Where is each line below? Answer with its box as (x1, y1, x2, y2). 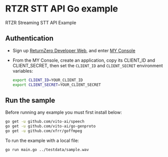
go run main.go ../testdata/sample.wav (5, 147, 89, 152)
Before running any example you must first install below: (5, 109, 122, 115)
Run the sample (5, 96, 55, 104)
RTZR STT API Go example (5, 3, 119, 15)
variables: (12, 68, 33, 74)
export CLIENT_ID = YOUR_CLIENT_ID (12, 77, 83, 83)
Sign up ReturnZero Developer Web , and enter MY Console (12, 47, 136, 53)
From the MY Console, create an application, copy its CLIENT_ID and (12, 57, 155, 63)
